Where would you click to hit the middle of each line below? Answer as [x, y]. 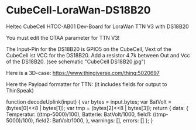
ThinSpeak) [20, 90]
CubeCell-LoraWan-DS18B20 [78, 10]
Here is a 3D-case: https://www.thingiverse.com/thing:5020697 [83, 73]
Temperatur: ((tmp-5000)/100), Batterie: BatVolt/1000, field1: [79, 114]
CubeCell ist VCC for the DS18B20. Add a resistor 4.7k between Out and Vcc [98, 55]
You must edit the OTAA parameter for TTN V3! [63, 37]
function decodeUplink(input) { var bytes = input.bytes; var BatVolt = [89, 102]
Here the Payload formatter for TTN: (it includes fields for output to [87, 84]
